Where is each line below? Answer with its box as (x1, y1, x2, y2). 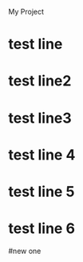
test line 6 (8, 219, 76, 238)
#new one (8, 246, 41, 256)
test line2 (8, 72, 72, 90)
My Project (8, 7, 45, 16)
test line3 (8, 109, 72, 127)
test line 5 (8, 182, 75, 201)
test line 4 (8, 145, 76, 164)
